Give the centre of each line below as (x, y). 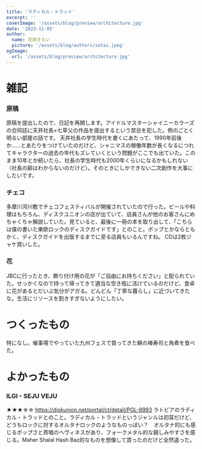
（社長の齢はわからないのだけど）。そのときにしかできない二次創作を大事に (100, 168)
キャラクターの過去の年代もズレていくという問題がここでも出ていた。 (98, 153)
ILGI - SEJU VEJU (32, 396)
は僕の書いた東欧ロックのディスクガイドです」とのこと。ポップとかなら (96, 229)
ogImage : (17, 51)
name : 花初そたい (31, 40)
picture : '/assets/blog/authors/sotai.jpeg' (68, 46)
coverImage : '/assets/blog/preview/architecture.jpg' (75, 23)
